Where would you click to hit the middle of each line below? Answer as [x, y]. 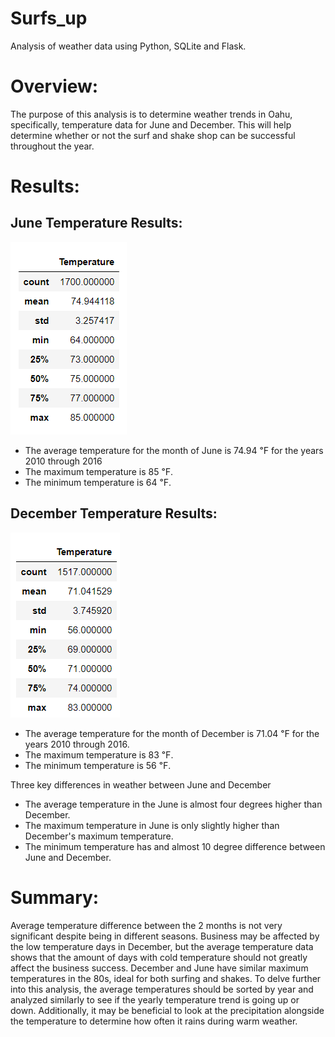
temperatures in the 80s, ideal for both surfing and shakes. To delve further [166, 978]
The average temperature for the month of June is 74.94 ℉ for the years [174, 450]
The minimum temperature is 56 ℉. [98, 765]
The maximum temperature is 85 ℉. [99, 471]
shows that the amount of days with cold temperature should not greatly [159, 957]
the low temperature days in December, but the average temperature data [162, 946]
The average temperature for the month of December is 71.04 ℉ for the [172, 733]
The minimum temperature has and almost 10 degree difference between [175, 846]
